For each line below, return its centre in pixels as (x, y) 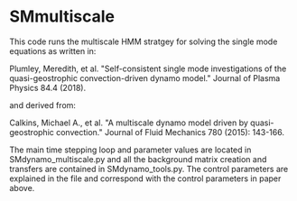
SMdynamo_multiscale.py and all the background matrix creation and (138, 159)
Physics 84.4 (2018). (48, 87)
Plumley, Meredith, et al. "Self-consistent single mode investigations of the (148, 69)
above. (22, 187)
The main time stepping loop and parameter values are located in (130, 150)
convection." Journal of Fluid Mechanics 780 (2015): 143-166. (170, 132)
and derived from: (43, 105)
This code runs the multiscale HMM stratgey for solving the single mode (144, 41)
